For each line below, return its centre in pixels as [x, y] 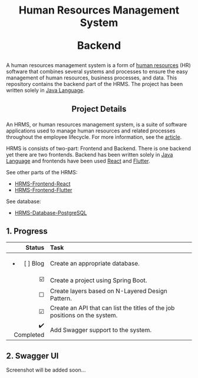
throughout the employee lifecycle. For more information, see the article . [94, 137]
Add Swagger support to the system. [101, 330]
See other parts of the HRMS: [42, 172]
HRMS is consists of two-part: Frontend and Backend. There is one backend [99, 148]
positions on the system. [84, 316]
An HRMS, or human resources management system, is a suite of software [97, 124]
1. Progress [27, 231]
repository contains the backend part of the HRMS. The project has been [95, 84]
